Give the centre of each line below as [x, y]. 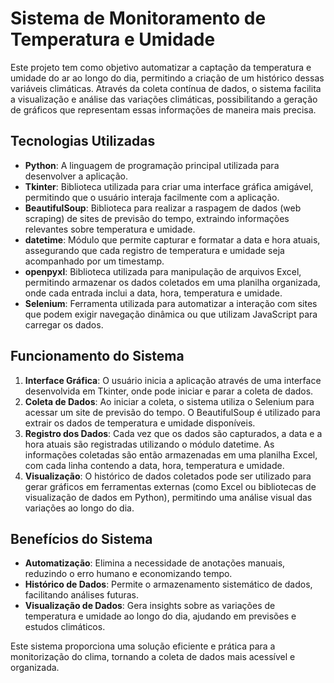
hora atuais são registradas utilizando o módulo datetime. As [149, 444]
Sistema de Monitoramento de [138, 18]
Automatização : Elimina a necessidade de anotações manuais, [155, 563]
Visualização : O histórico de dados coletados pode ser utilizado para [168, 476]
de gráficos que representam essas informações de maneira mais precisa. [163, 109]
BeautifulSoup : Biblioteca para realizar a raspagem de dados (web [163, 208]
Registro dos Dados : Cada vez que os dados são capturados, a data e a [173, 433]
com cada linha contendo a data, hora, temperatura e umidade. [154, 465]
